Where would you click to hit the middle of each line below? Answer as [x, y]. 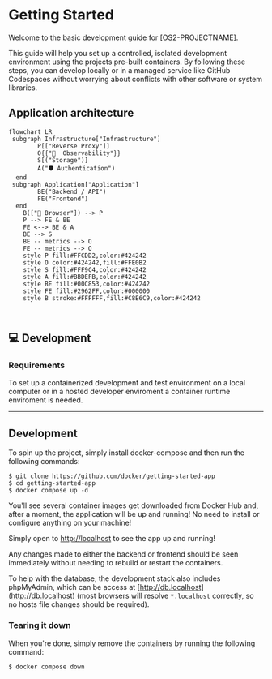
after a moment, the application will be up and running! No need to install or [134, 514]
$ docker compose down [47, 667]
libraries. [23, 88]
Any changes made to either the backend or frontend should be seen [123, 554]
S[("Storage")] [63, 160]
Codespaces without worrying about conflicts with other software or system [136, 79]
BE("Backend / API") [72, 191]
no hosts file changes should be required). [79, 604]
